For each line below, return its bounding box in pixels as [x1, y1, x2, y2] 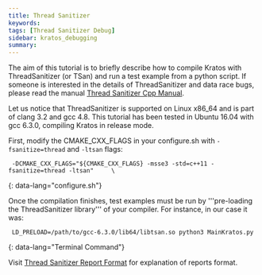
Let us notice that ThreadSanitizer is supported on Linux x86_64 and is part [8, 104, 254, 114]
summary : [8, 41, 37, 49]
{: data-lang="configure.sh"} [8, 180, 102, 191]
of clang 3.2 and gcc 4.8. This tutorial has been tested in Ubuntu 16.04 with [8, 112, 254, 122]
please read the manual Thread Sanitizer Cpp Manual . [8, 88, 185, 98]
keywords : [8, 19, 41, 27]
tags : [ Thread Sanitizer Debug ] [8, 26, 115, 34]
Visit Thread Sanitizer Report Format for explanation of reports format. [8, 258, 238, 267]
